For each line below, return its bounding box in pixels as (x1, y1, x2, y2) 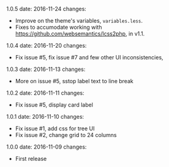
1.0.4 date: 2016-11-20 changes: (6, 42, 87, 49)
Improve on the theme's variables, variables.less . (15, 17, 143, 24)
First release (15, 155, 47, 162)
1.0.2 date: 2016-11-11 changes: (6, 89, 85, 97)
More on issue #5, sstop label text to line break (15, 78, 133, 84)
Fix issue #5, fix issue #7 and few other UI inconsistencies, (15, 54, 163, 61)
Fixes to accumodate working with (15, 24, 102, 31)
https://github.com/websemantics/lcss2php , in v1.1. (15, 30, 145, 37)
